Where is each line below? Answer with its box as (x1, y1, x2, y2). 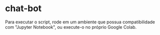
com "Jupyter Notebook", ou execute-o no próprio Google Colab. (5, 24, 137, 30)
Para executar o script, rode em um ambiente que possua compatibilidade (5, 19, 155, 25)
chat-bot (5, 3, 42, 14)
